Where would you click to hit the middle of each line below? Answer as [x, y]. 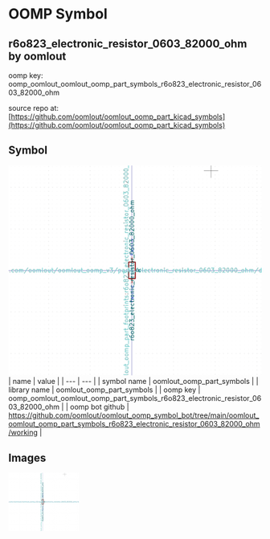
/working [23, 433]
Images [27, 457]
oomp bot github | [100, 407]
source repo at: [33, 108]
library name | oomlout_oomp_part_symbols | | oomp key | [104, 390]
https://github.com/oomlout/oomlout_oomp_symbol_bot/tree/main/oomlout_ [134, 415]
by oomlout [37, 56]
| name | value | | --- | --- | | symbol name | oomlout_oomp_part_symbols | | [133, 382]
